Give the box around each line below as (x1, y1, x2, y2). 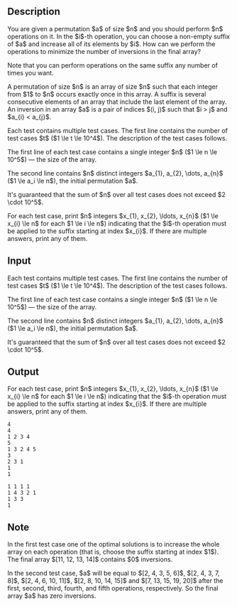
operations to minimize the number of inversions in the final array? (7, 47, 201, 55)
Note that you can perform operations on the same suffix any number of (7, 60, 219, 70)
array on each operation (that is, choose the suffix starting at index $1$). (7, 547, 219, 557)
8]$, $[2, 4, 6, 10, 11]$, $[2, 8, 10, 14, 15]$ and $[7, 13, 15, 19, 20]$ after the (7, 576, 224, 585)
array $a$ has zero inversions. (7, 591, 97, 600)
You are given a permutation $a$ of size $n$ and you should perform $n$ (7, 24, 224, 33)
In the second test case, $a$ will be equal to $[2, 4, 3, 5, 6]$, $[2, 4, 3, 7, (7, 569, 220, 578)
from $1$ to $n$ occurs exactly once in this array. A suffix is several (7, 90, 206, 98)
